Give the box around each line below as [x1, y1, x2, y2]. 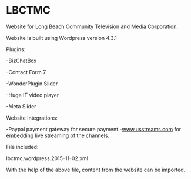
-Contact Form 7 [6, 68, 46, 75]
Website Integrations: [6, 114, 58, 121]
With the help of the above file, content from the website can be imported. [6, 166, 186, 173]
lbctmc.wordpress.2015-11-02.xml [6, 154, 88, 162]
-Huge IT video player [6, 91, 59, 98]
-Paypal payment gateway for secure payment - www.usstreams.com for [6, 125, 182, 132]
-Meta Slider [6, 102, 36, 110]
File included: [6, 143, 39, 150]
